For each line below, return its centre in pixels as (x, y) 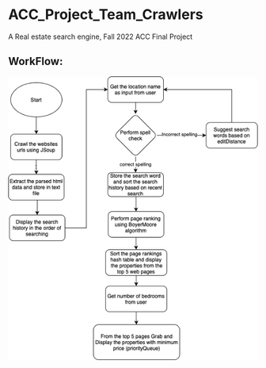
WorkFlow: (36, 61)
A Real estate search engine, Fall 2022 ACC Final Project (101, 36)
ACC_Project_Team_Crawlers (106, 15)
